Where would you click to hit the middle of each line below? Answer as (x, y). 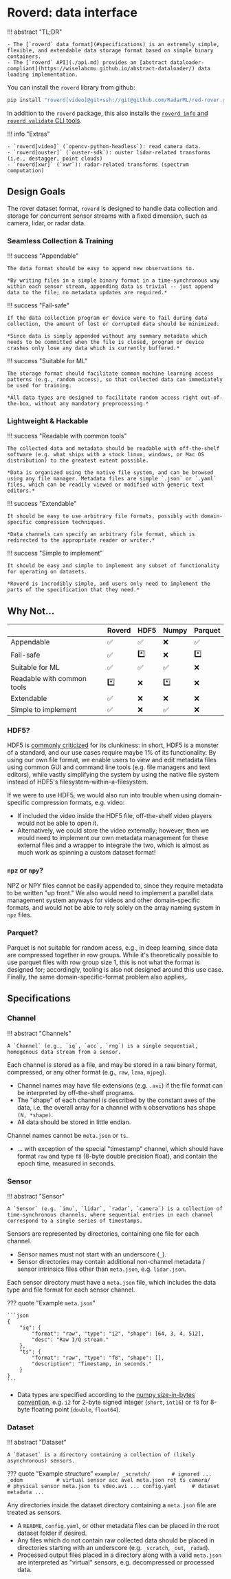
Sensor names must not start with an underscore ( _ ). (92, 1254)
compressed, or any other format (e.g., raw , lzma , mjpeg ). (87, 1072)
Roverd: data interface (72, 13)
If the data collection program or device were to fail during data (107, 318)
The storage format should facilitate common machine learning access (110, 374)
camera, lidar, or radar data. (46, 223)
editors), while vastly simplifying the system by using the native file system (113, 775)
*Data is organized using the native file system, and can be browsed (110, 473)
